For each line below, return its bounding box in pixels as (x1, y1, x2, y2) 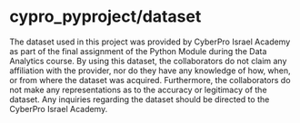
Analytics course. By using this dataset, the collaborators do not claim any (9, 55, 287, 66)
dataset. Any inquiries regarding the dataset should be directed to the (9, 93, 270, 105)
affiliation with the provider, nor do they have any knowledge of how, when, (9, 65, 291, 76)
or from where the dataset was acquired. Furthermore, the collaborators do (9, 74, 291, 85)
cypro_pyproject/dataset (9, 6, 202, 27)
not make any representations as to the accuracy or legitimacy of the (9, 84, 267, 95)
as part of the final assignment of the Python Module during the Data (9, 45, 267, 56)
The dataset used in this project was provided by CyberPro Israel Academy (9, 36, 291, 47)
